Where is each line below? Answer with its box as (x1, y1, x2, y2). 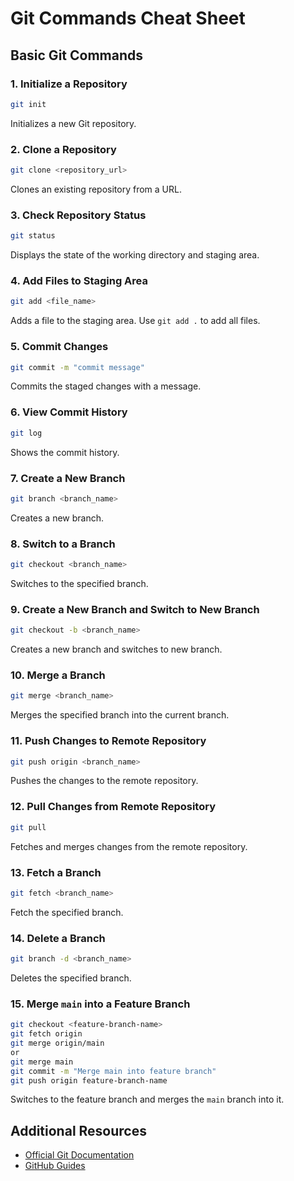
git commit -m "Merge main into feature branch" (10, 1066, 217, 1076)
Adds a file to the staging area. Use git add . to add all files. (10, 315, 261, 327)
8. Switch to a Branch (10, 537, 116, 551)
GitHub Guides (24, 1160, 86, 1172)
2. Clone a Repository (10, 142, 117, 156)
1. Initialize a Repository (10, 77, 128, 91)
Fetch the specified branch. (10, 906, 124, 918)
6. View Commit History (10, 405, 128, 419)
